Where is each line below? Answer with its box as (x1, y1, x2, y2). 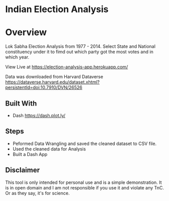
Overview (5, 27, 47, 38)
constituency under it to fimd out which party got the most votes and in (5, 49, 153, 55)
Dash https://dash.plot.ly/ (12, 112, 66, 118)
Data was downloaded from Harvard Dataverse (5, 74, 104, 80)
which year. (5, 54, 29, 60)
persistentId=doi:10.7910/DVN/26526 (5, 84, 82, 90)
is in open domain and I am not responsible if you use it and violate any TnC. (5, 184, 164, 190)
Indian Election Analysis (5, 4, 109, 15)
